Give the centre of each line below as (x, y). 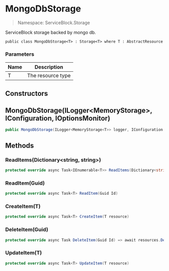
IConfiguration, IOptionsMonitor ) (58, 118)
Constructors (27, 93)
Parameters (20, 54)
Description (49, 67)
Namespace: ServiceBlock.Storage (54, 23)
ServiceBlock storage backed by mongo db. (51, 32)
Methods (20, 145)
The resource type (49, 76)
